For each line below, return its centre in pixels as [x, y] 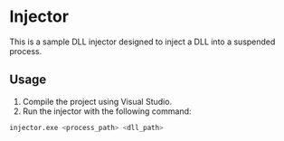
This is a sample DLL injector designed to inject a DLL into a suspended [142, 42]
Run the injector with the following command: [107, 111]
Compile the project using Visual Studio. [97, 101]
